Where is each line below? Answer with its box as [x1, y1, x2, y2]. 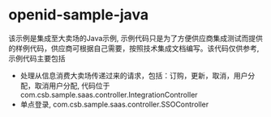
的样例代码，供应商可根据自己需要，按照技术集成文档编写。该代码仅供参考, [8, 43, 260, 53]
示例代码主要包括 [8, 53, 66, 63]
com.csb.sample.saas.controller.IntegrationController [19, 90, 198, 99]
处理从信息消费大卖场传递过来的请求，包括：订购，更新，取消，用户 [19, 70, 248, 80]
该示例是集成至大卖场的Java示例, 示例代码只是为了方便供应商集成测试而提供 [8, 33, 264, 43]
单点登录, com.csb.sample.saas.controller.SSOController [19, 99, 209, 109]
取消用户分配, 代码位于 [34, 81, 110, 90]
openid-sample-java [8, 6, 148, 24]
